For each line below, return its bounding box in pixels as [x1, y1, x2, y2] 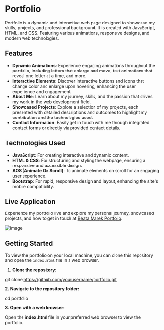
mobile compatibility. [12, 183, 54, 189]
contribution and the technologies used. [12, 114, 93, 120]
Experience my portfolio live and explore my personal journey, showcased [5, 211, 154, 216]
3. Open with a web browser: [5, 305, 65, 311]
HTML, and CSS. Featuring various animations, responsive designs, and [5, 30, 150, 36]
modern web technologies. [5, 35, 59, 41]
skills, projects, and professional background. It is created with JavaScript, [5, 24, 156, 30]
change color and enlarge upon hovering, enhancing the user [12, 83, 136, 89]
